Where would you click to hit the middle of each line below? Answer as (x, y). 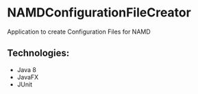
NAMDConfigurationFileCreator (99, 13)
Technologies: (38, 53)
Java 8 (26, 69)
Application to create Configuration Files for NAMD (79, 32)
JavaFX (28, 77)
